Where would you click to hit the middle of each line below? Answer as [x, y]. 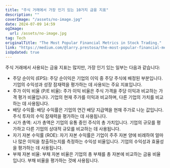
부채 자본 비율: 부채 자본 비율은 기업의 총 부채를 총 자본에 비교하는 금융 [82, 154]
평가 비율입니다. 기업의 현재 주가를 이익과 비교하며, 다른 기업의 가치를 [86, 97]
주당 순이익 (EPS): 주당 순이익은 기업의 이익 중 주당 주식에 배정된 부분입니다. [88, 78]
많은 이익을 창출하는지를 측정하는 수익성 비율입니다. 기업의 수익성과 [84, 141]
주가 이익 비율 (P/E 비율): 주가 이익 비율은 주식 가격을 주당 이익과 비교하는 [85, 91]
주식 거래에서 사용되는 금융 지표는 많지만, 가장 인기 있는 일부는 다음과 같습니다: [83, 67]
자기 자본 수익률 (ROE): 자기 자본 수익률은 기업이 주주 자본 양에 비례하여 [83, 135]
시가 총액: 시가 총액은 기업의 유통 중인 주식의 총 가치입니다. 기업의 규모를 [84, 122]
